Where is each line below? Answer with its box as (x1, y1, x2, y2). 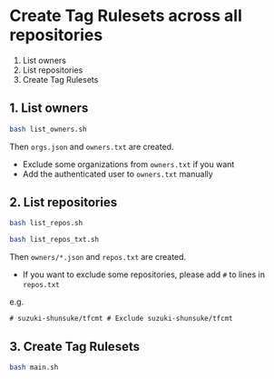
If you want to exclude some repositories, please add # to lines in (22, 269, 266, 280)
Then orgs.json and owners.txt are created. (9, 141, 174, 152)
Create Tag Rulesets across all (9, 5, 243, 26)
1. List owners (9, 101, 89, 116)
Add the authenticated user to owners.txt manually (22, 168, 213, 179)
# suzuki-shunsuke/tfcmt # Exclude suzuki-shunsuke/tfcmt (9, 314, 233, 324)
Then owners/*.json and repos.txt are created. (9, 252, 187, 263)
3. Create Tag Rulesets (9, 338, 141, 354)
